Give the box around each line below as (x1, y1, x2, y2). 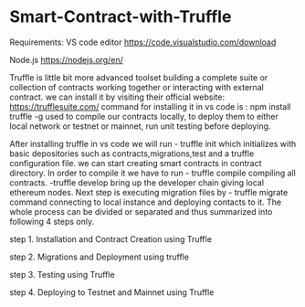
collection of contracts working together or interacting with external (9, 81, 265, 92)
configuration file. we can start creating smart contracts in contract (9, 157, 262, 168)
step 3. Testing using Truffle (9, 269, 116, 280)
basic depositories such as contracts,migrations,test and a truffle (9, 148, 255, 159)
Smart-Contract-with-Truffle (9, 6, 232, 27)
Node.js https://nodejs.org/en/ (9, 54, 123, 65)
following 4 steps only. (9, 216, 95, 227)
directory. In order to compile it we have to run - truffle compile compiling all (9, 167, 297, 178)
